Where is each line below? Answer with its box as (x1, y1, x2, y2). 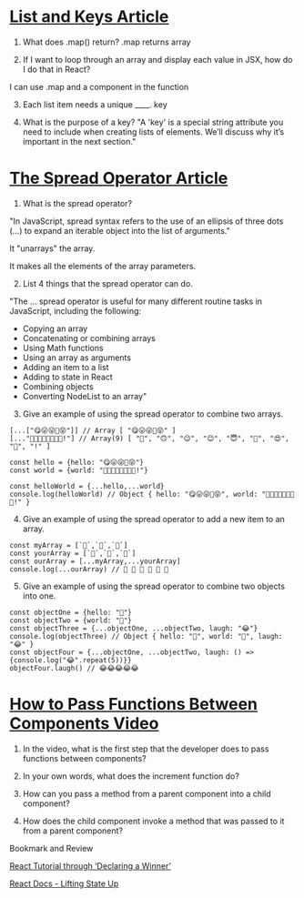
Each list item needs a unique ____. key (22, 98, 167, 110)
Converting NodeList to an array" (22, 390, 147, 401)
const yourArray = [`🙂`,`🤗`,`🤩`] (9, 549, 137, 558)
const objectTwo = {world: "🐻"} (9, 616, 132, 625)
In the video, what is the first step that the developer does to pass (22, 743, 269, 754)
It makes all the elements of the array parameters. (9, 260, 197, 271)
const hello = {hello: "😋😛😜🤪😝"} (9, 458, 144, 467)
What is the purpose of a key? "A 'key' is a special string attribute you (22, 116, 284, 127)
